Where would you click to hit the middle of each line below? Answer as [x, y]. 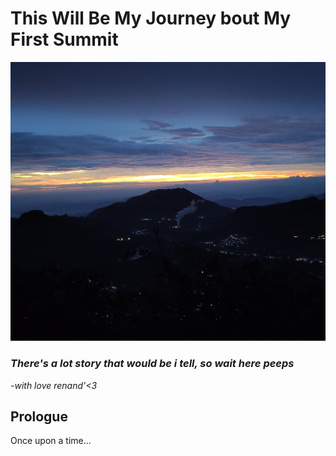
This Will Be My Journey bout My [151, 18]
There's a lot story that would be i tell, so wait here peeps [152, 364]
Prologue [39, 417]
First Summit [64, 39]
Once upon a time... [51, 441]
